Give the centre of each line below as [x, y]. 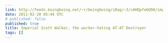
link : [11, 10]
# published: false [25, 19]
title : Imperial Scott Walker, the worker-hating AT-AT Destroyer [76, 28]
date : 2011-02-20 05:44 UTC [34, 14]
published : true [22, 23]
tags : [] [14, 33]
